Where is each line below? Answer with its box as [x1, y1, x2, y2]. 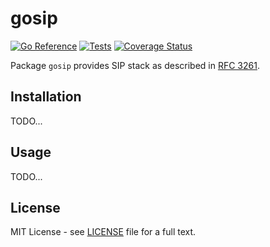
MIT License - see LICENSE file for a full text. [10, 226, 197, 238]
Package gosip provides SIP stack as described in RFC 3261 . [10, 59, 260, 71]
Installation [10, 88, 82, 106]
